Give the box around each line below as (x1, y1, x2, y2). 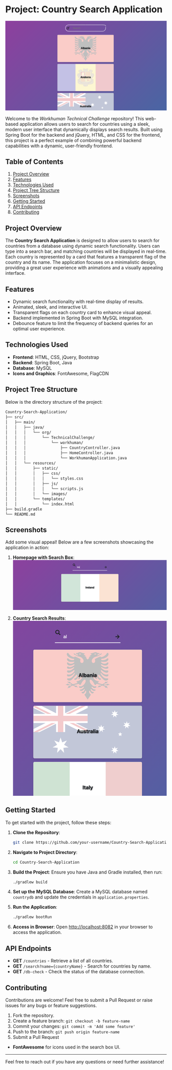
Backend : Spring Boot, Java (12, 359, 73, 365)
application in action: (5, 544, 50, 551)
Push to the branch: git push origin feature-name (12, 1029, 120, 1035)
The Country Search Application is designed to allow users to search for (5, 237, 160, 244)
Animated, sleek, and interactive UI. (12, 303, 88, 310)
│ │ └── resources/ (5, 461, 56, 466)
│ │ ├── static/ (5, 466, 58, 471)
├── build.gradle (5, 507, 42, 512)
